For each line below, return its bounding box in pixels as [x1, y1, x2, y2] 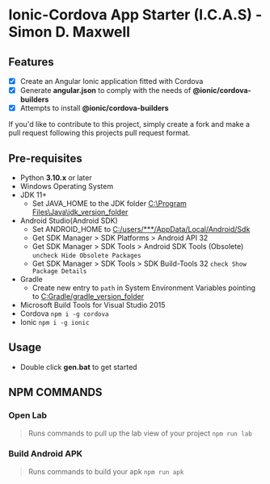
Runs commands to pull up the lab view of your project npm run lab [27, 428, 252, 438]
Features [8, 55, 54, 69]
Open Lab [8, 410, 47, 421]
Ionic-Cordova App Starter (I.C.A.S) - [8, 6, 263, 24]
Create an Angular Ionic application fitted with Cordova [19, 77, 204, 86]
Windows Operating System [19, 182, 114, 191]
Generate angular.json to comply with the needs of [19, 86, 192, 95]
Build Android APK [8, 448, 83, 460]
